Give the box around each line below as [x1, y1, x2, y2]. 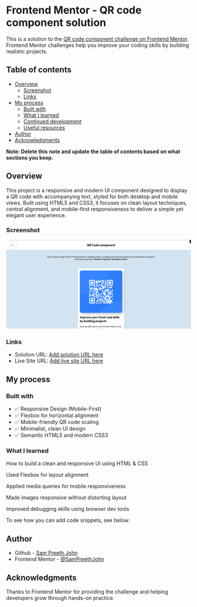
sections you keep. [6, 154, 54, 161]
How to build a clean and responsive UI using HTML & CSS [6, 460, 148, 467]
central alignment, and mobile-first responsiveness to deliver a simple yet [6, 205, 184, 212]
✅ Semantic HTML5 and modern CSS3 [14, 432, 108, 439]
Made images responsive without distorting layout [6, 494, 127, 501]
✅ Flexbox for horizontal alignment [14, 412, 98, 419]
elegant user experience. [6, 212, 66, 219]
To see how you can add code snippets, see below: [6, 517, 130, 524]
